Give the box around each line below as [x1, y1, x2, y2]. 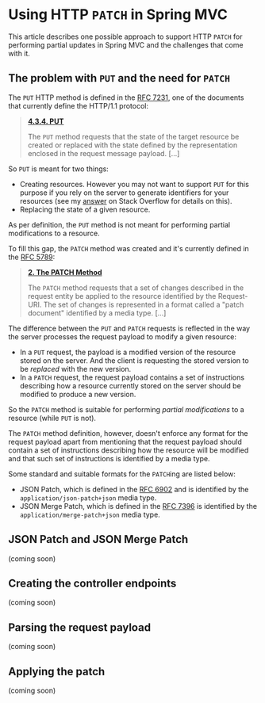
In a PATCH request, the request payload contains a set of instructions [19, 373, 244, 382]
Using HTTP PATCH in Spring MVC [8, 6, 228, 24]
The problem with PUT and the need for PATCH [8, 71, 230, 85]
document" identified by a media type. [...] [27, 308, 167, 318]
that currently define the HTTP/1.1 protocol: [8, 101, 149, 110]
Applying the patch [8, 664, 106, 678]
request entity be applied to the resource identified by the [27, 291, 217, 300]
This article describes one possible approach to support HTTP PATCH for [8, 32, 243, 41]
